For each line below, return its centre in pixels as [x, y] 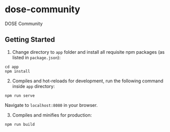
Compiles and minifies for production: [52, 115]
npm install [17, 71]
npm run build [20, 124]
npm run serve [20, 96]
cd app [12, 67]
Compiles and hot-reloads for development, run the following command [88, 81]
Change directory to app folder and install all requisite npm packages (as [88, 52]
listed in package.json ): [36, 57]
